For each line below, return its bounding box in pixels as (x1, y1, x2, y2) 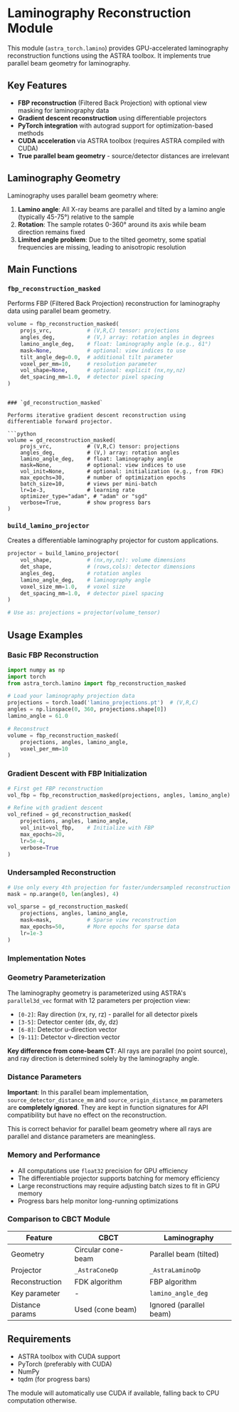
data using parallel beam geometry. (7, 306, 112, 315)
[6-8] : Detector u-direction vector (17, 1025, 117, 1034)
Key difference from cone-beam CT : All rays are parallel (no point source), (7, 1046, 228, 1055)
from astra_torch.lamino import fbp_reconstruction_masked (7, 679, 186, 687)
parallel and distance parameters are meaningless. (7, 1132, 156, 1141)
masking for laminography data (17, 105, 110, 115)
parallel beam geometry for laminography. (7, 58, 130, 67)
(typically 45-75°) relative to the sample (17, 212, 134, 221)
